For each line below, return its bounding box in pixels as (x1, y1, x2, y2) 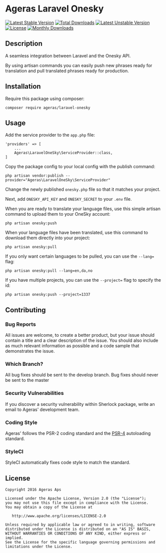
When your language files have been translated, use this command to (5, 230, 148, 236)
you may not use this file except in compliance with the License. (5, 500, 149, 505)
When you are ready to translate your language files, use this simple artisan (5, 206, 161, 212)
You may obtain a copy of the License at (5, 505, 93, 510)
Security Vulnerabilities (5, 390, 64, 397)
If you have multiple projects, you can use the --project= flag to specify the (5, 277, 161, 283)
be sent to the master (5, 377, 49, 383)
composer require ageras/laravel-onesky (5, 105, 91, 110)
